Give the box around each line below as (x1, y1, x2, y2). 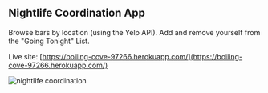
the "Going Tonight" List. (8, 36, 90, 46)
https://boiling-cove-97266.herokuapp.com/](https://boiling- (42, 51, 243, 61)
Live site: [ (8, 51, 43, 61)
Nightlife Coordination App (8, 6, 146, 20)
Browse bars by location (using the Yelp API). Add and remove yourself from (8, 27, 261, 37)
